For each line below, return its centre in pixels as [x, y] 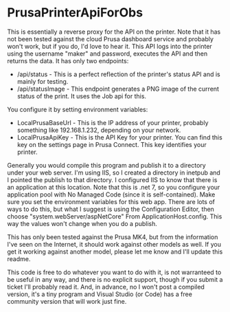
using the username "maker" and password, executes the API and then [107, 54]
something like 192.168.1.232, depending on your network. [99, 130]
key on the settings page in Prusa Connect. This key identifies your [112, 144]
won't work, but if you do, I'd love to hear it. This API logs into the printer [110, 46]
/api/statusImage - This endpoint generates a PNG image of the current [118, 89]
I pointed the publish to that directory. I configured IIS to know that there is [112, 179]
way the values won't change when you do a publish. [82, 223]
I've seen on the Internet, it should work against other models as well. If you [114, 244]
